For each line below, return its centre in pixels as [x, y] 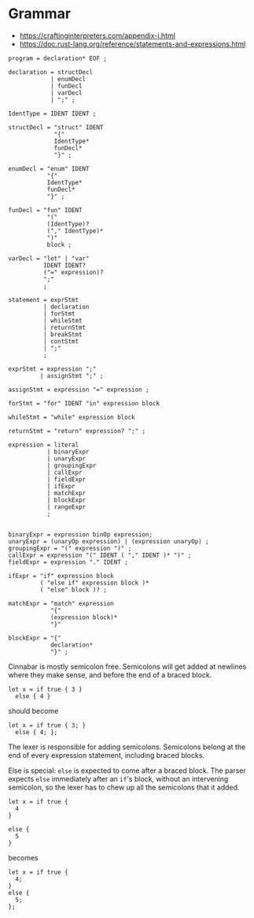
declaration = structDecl [50, 72]
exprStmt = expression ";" [52, 369]
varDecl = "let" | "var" [49, 258]
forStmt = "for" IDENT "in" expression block [84, 403]
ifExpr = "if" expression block [61, 576]
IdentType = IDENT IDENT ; [52, 114]
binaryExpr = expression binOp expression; [81, 534]
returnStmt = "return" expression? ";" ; [77, 431]
